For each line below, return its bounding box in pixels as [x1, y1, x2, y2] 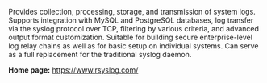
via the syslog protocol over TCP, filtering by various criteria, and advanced [8, 24, 260, 33]
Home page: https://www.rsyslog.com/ [8, 65, 139, 75]
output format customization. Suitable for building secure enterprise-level [8, 32, 252, 42]
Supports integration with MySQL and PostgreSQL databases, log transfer [8, 15, 254, 25]
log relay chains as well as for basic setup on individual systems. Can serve [8, 41, 260, 51]
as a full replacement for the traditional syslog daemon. [8, 50, 192, 59]
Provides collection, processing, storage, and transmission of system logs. [8, 7, 256, 16]
